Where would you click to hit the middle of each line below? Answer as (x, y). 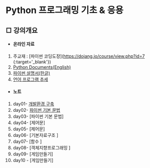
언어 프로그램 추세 (30, 79)
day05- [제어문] (29, 129)
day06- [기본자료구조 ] (36, 135)
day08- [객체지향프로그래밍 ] (42, 147)
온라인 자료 (24, 44)
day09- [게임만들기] (33, 154)
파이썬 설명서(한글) (31, 73)
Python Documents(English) (42, 67)
